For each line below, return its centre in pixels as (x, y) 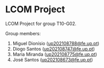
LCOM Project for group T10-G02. (41, 24)
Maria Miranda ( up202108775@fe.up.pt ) (55, 54)
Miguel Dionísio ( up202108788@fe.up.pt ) (56, 43)
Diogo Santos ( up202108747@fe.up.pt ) (54, 49)
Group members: (23, 33)
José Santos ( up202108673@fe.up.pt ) (53, 59)
